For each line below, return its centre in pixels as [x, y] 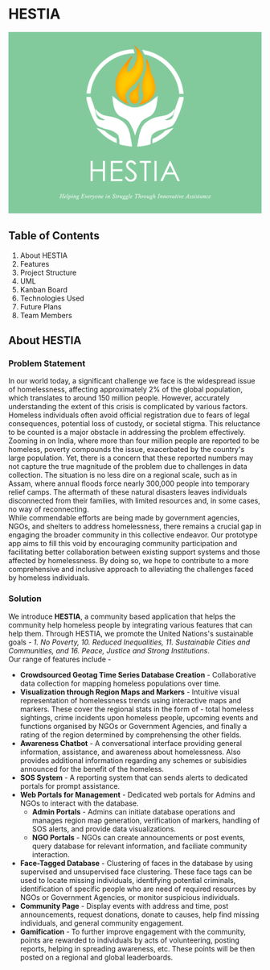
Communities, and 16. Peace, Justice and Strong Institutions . [109, 650]
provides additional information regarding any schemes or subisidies [133, 760]
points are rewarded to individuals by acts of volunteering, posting [129, 940]
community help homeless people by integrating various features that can [131, 624]
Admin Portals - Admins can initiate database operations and [133, 811]
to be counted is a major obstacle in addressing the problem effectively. [127, 433]
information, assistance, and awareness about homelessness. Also [130, 752]
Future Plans [41, 306]
